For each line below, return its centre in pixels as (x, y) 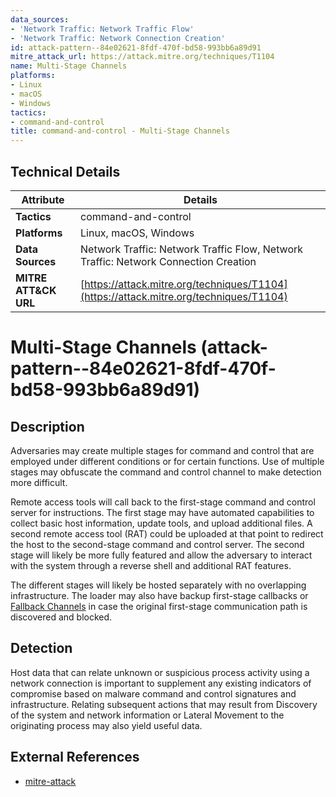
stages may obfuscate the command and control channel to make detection (166, 472)
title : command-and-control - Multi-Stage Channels (120, 131)
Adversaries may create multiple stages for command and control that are (162, 450)
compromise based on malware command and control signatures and (153, 693)
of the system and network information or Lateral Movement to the (147, 715)
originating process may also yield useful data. (106, 725)
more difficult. (39, 482)
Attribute (43, 199)
